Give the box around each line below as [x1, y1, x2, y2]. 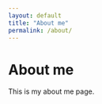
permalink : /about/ [8, 26, 73, 34]
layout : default [8, 11, 62, 20]
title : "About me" [8, 19, 69, 27]
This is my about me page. [8, 87, 95, 96]
